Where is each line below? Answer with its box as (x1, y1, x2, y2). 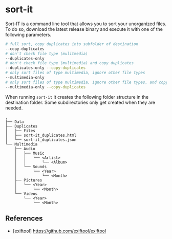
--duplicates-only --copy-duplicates (5, 65, 86, 70)
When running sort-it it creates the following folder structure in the (5, 94, 149, 100)
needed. (5, 104, 23, 111)
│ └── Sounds (14, 164, 47, 169)
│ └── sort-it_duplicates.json (5, 137, 77, 142)
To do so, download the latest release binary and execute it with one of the (5, 26, 163, 32)
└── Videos (14, 191, 38, 196)
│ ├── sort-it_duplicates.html (5, 133, 77, 138)
